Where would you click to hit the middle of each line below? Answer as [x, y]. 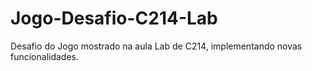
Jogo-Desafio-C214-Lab [114, 18]
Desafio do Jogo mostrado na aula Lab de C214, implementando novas [156, 46]
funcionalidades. [45, 56]
